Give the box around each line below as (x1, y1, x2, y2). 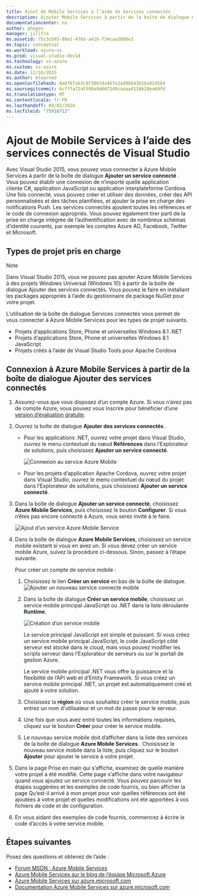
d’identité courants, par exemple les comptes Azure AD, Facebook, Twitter (6, 223, 188, 230)
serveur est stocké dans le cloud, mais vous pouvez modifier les (23, 644, 181, 651)
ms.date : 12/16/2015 (6, 69, 57, 75)
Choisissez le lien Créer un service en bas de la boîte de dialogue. (23, 577, 187, 585)
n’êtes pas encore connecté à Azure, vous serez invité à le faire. (14, 512, 171, 520)
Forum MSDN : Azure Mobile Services (14, 865, 108, 872)
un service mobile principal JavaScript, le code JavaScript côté (23, 637, 178, 644)
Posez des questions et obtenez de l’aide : (6, 853, 110, 860)
